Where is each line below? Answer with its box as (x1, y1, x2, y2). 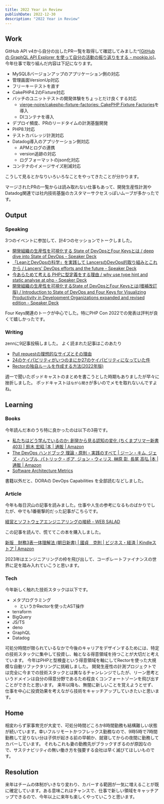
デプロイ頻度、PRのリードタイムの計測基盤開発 (12, 120, 108, 126)
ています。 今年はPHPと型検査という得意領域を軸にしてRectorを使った (5, 657, 148, 663)
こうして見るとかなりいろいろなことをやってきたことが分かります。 (5, 174, 142, 179)
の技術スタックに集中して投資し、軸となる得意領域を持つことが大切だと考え (5, 651, 160, 657)
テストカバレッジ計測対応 (12, 132, 64, 138)
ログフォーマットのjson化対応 (19, 157, 80, 163)
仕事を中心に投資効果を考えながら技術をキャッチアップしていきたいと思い (5, 688, 155, 694)
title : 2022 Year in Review (5, 7, 63, 12)
